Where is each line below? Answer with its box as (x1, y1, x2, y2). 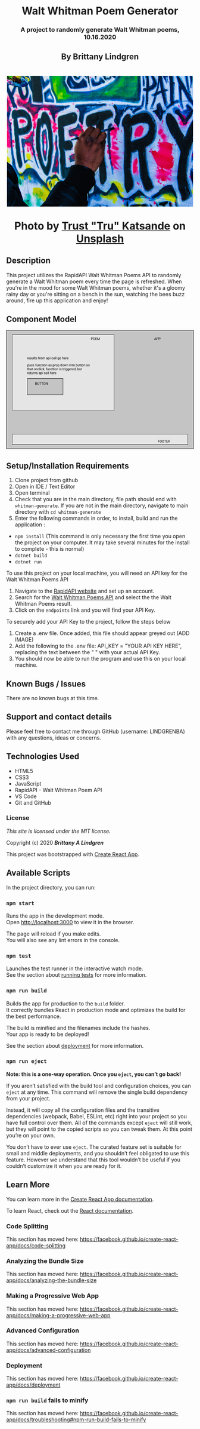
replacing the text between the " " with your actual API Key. (14, 649, 161, 656)
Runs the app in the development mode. (6, 912, 104, 919)
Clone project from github (14, 477, 79, 484)
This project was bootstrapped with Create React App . (6, 850, 140, 858)
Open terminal (14, 489, 50, 496)
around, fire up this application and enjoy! (6, 297, 108, 304)
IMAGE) (14, 636, 34, 643)
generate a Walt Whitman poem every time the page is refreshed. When (6, 278, 183, 285)
